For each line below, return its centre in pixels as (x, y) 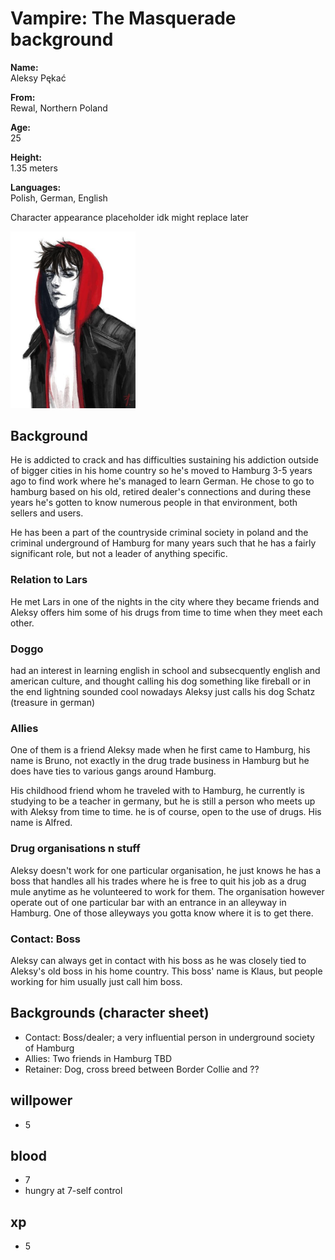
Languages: (36, 187)
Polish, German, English (59, 198)
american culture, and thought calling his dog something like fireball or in (161, 681)
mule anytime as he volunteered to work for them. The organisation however (167, 891)
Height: (26, 157)
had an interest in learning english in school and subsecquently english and (165, 671)
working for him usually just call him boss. (96, 981)
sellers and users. (47, 513)
